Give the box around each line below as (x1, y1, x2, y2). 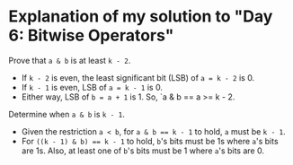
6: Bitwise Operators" (8, 25, 174, 46)
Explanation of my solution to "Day (8, 6, 273, 27)
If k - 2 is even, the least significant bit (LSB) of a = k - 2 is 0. (21, 72, 255, 82)
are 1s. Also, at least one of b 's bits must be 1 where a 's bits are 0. (21, 145, 264, 156)
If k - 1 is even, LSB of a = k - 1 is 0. (21, 82, 164, 92)
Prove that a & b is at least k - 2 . (8, 55, 131, 65)
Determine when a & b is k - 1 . (8, 109, 125, 119)
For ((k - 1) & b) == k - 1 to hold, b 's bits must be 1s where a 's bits (21, 135, 280, 146)
